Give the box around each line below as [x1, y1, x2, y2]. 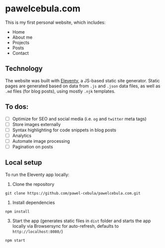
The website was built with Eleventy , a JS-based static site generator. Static [5, 77, 160, 83]
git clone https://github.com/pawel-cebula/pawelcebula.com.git [5, 190, 141, 196]
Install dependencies [12, 199, 55, 205]
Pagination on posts [12, 143, 54, 149]
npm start [5, 238, 26, 243]
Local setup [5, 158, 42, 167]
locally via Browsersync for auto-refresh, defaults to [12, 223, 119, 229]
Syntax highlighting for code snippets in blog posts [12, 127, 116, 133]
